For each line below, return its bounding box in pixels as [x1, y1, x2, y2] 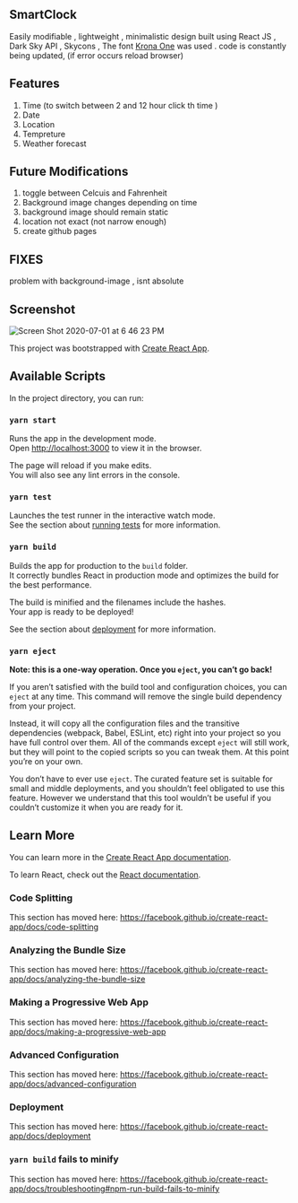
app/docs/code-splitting [9, 921, 99, 932]
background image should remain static [21, 206, 169, 218]
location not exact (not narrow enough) [21, 216, 167, 227]
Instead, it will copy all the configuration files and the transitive [9, 718, 240, 729]
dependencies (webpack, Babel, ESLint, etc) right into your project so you [9, 728, 282, 738]
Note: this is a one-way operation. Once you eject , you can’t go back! [9, 664, 273, 676]
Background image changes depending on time [21, 197, 198, 208]
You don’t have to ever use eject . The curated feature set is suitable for [9, 773, 273, 784]
